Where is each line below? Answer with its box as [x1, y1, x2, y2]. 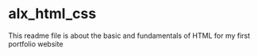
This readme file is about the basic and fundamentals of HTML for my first [8, 31, 251, 40]
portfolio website [8, 39, 64, 48]
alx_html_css [8, 5, 97, 23]
